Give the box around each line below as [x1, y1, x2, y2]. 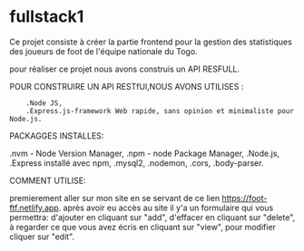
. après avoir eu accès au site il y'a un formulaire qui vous [58, 202, 274, 213]
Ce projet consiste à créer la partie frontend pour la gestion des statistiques [9, 36, 292, 47]
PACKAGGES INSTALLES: [9, 130, 104, 141]
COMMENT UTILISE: [9, 175, 86, 186]
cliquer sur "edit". [9, 231, 75, 242]
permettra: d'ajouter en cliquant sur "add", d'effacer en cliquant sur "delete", [9, 211, 296, 223]
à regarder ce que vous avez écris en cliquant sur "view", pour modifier [9, 221, 277, 232]
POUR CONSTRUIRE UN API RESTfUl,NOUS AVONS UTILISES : [9, 81, 244, 92]
